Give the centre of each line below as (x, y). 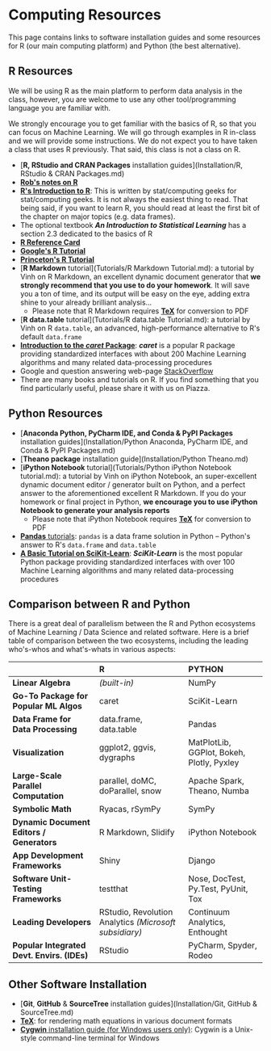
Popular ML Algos (47, 706)
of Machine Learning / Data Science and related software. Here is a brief (129, 633)
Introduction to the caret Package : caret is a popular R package (127, 345)
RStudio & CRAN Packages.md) (72, 173)
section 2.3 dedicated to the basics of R (86, 233)
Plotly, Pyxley (214, 763)
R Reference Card (50, 242)
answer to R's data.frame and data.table (88, 544)
